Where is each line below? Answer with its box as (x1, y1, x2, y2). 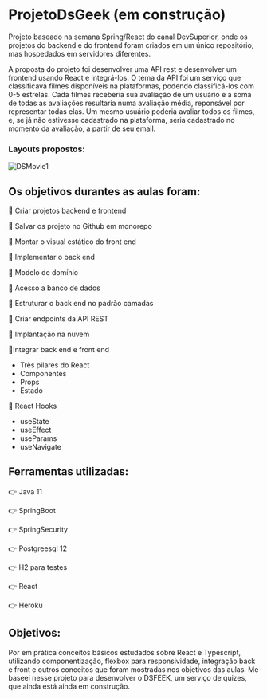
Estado (19, 386, 44, 395)
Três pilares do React (19, 360, 90, 370)
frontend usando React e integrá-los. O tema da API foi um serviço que (8, 73, 241, 82)
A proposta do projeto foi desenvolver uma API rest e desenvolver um (8, 64, 238, 73)
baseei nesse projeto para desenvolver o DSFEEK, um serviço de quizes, (8, 673, 247, 682)
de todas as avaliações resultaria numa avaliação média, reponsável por (8, 98, 245, 108)
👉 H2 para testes (8, 562, 68, 571)
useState (19, 417, 49, 426)
